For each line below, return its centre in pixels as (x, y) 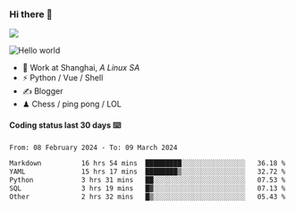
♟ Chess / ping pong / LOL (72, 104)
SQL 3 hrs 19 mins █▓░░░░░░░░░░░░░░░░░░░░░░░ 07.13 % (147, 189)
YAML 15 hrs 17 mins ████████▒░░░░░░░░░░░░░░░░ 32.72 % (147, 172)
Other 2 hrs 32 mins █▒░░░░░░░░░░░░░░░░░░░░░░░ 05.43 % (147, 197)
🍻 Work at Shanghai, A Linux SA (81, 68)
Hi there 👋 (31, 14)
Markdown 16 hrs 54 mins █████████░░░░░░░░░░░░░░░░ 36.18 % (147, 164)
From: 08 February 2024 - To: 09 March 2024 (93, 147)
